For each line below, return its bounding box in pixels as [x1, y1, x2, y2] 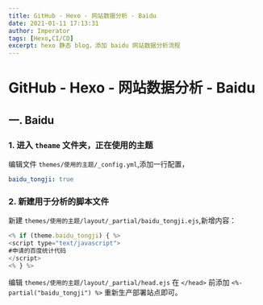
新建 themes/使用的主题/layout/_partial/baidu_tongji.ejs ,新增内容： [8, 216, 236, 225]
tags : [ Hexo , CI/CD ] [8, 34, 74, 43]
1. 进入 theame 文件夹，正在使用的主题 [8, 139, 153, 150]
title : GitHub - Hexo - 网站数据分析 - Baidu [8, 11, 157, 20]
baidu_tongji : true [8, 175, 74, 183]
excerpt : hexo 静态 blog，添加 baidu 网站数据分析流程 [8, 42, 181, 50]
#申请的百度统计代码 [8, 246, 67, 254]
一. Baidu [8, 113, 55, 127]
